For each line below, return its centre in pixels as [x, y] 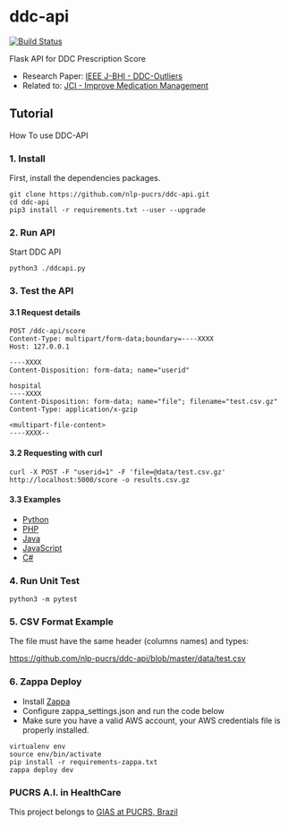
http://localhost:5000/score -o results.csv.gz [100, 480]
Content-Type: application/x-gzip [74, 409]
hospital [25, 386]
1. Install [28, 159]
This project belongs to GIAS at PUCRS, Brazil [94, 812]
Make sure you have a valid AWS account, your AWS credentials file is [151, 720]
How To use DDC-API [49, 135]
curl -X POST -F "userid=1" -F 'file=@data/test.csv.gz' [118, 472]
